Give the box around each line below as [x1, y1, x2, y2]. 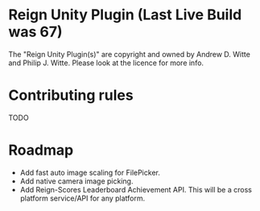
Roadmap [8, 141, 74, 159]
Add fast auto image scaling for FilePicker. [19, 168, 161, 177]
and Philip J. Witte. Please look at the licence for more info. [8, 58, 204, 68]
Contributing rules [8, 86, 134, 105]
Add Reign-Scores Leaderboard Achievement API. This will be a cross [19, 184, 252, 194]
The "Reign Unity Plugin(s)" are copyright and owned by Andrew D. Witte [8, 49, 251, 59]
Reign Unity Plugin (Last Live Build [8, 6, 242, 24]
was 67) [8, 23, 63, 41]
